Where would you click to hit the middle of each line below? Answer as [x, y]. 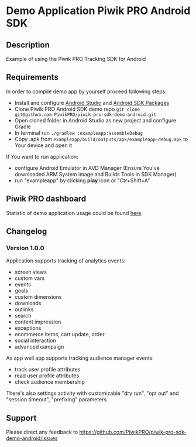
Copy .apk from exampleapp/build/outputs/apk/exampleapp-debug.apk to [101, 139]
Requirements [32, 77]
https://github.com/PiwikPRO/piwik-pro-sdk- [133, 432]
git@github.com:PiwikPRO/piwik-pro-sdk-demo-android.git [85, 115]
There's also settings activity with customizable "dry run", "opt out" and [93, 393]
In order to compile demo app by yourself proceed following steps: [86, 91]
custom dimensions [38, 297]
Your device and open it [43, 145]
